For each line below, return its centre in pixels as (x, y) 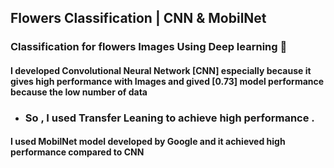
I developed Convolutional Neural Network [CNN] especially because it (161, 70)
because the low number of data (79, 92)
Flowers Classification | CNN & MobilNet (138, 18)
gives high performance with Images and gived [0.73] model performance (167, 81)
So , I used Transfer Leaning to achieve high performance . (169, 118)
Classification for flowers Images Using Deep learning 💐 (149, 47)
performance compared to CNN (77, 152)
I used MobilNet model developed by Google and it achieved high (148, 142)
